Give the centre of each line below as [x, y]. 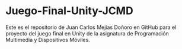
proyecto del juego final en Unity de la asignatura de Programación [87, 33]
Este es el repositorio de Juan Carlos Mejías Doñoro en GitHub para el [91, 27]
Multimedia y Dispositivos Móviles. [48, 40]
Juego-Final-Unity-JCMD [70, 11]
